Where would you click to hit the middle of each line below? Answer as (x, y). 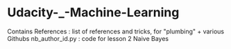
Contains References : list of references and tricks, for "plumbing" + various (115, 31)
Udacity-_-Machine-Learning (93, 13)
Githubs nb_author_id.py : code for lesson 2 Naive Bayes (88, 38)
